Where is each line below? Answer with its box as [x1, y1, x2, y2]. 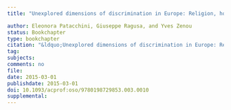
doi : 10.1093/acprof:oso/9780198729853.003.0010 [7, 87, 149, 93]
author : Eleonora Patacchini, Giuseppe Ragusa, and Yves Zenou [7, 22, 192, 30]
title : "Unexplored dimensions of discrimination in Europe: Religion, [7, 10, 217, 17]
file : [7, 67, 23, 74]
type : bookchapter [7, 35, 60, 42]
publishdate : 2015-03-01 [7, 80, 78, 87]
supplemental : [7, 93, 48, 100]
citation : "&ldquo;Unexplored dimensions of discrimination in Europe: [7, 42, 217, 49]
